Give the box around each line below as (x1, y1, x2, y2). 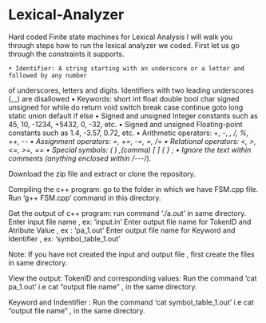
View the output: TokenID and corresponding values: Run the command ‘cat (8, 273, 257, 283)
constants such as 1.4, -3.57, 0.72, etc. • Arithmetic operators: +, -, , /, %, (8, 128, 249, 138)
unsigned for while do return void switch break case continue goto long (8, 102, 244, 112)
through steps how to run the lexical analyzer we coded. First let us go (8, 40, 240, 50)
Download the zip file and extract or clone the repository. (8, 169, 196, 178)
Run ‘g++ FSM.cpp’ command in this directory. (8, 193, 161, 202)
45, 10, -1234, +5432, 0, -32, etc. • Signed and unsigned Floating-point (8, 119, 243, 129)
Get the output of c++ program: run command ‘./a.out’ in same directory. (8, 208, 247, 217)
